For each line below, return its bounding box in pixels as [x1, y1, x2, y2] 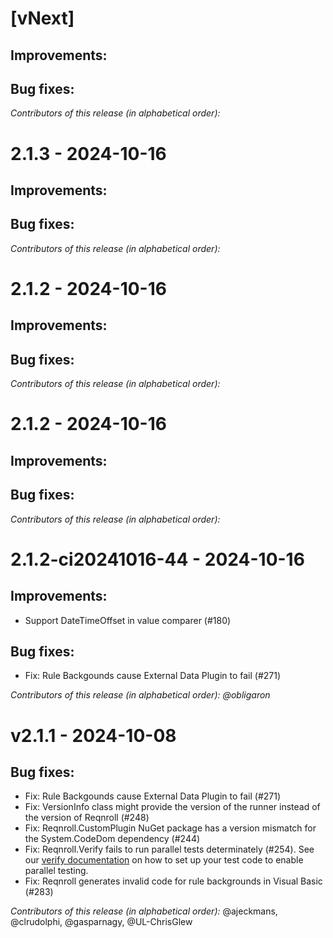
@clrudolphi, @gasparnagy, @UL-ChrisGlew [10, 916, 193, 928]
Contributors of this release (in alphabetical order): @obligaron [10, 689, 271, 701]
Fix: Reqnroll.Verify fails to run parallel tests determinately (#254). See [24, 843, 315, 856]
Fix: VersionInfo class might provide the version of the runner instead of [24, 801, 321, 813]
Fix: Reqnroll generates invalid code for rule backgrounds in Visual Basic [24, 875, 323, 887]
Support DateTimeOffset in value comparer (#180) [24, 614, 232, 626]
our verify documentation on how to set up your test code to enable [24, 854, 304, 866]
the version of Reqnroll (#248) [24, 812, 150, 824]
